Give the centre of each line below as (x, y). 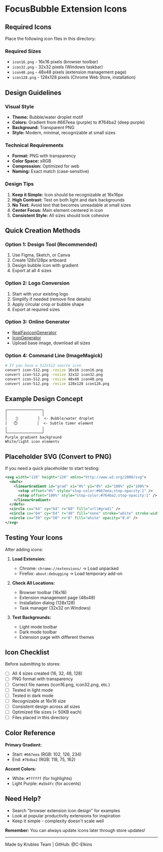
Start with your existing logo (40, 294)
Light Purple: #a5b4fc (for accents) (47, 783)
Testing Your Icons (34, 538)
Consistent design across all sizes (46, 706)
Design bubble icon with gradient (45, 265)
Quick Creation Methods (43, 231)
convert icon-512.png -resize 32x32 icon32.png (54, 374)
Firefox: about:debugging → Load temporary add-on (71, 574)
